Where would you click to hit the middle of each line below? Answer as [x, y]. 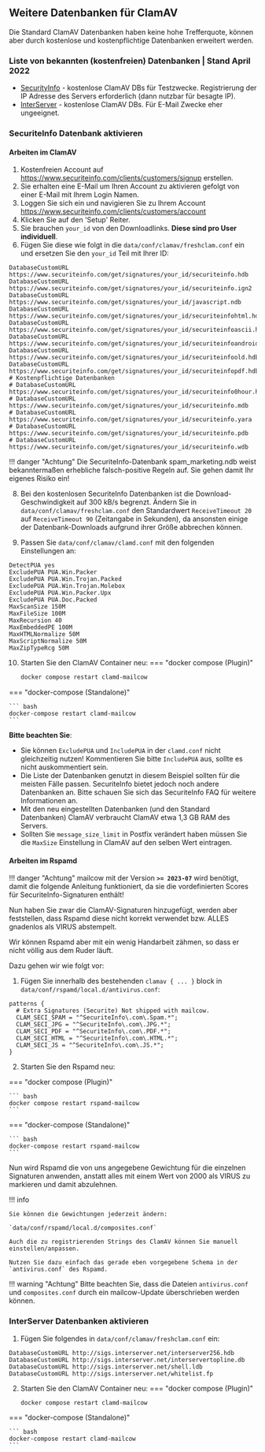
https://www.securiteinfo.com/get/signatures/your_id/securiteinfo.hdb [129, 275]
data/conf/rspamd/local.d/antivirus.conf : [90, 989]
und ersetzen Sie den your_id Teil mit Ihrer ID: [95, 253]
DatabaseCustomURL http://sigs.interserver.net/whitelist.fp [111, 1374]
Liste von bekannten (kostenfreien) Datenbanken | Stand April [130, 61]
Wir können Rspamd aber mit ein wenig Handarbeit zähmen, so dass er [124, 942]
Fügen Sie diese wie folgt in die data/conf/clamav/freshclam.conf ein [132, 245]
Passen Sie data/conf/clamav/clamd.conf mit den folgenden [117, 542]
